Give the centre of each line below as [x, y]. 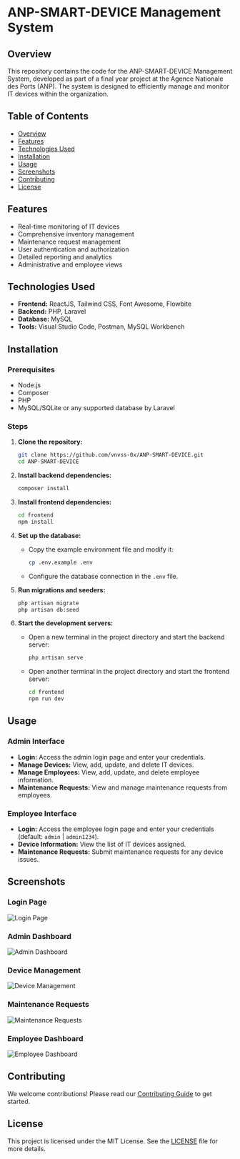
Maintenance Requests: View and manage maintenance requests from [122, 787]
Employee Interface [42, 813]
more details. [27, 1148]
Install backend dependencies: [65, 475]
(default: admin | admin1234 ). [58, 837]
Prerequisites [31, 369]
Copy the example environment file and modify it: [101, 549]
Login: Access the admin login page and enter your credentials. [111, 757]
